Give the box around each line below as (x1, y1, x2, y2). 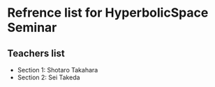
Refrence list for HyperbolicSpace (7, 5, 209, 21)
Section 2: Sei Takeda (17, 73, 80, 81)
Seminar (7, 19, 57, 35)
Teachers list (7, 47, 65, 59)
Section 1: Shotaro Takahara (17, 66, 98, 74)
